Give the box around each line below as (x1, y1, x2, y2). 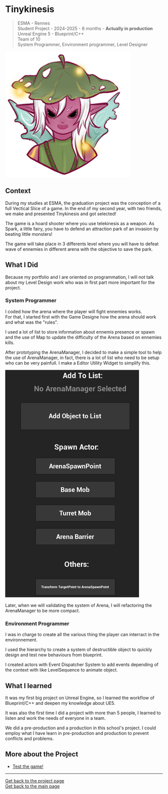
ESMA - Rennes (17, 20, 50, 26)
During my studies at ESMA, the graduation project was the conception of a (5, 200, 161, 206)
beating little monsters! (5, 231, 52, 237)
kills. (5, 340, 15, 346)
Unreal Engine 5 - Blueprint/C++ (17, 31, 84, 37)
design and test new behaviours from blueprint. (5, 652, 103, 658)
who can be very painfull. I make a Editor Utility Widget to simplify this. (5, 360, 151, 366)
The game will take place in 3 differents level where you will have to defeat (5, 241, 159, 247)
